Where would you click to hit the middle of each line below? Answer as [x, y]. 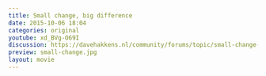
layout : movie [32, 60]
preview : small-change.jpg [53, 52]
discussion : [28, 45]
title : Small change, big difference [70, 15]
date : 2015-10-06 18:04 [47, 23]
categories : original [44, 30]
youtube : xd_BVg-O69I [44, 38]
